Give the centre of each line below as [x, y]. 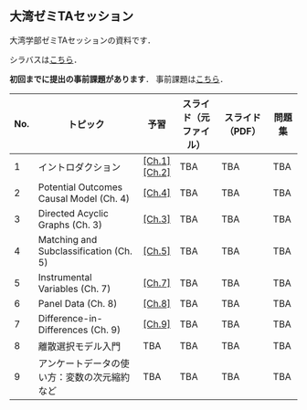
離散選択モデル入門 [79, 346]
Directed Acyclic [74, 213]
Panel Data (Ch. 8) [78, 303]
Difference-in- [70, 318]
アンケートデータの [79, 363]
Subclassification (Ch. [85, 251]
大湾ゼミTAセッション [72, 16]
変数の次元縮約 [98, 377]
